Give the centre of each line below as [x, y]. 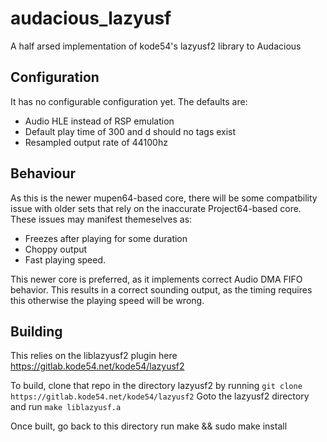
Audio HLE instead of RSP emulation [99, 121]
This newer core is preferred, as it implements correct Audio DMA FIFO [156, 279]
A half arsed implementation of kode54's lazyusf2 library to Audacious [156, 46]
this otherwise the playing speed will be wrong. [107, 300]
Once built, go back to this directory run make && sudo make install [149, 426]
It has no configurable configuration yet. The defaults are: [129, 101]
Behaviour [43, 173]
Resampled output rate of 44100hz [96, 142]
